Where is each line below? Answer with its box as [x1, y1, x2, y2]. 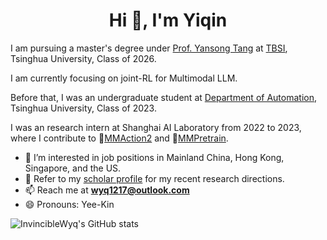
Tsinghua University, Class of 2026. [10, 52, 157, 64]
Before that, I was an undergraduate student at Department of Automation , [10, 91, 317, 103]
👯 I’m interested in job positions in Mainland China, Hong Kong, [24, 151, 285, 163]
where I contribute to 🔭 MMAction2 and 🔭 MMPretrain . [10, 132, 229, 144]
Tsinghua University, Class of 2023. [10, 102, 157, 114]
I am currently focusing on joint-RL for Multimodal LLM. [10, 72, 238, 84]
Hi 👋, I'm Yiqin [108, 9, 228, 32]
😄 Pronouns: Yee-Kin [24, 198, 115, 210]
